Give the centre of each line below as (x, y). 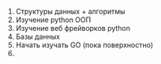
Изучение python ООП (53, 20)
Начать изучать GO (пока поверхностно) (84, 45)
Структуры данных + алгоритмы (70, 11)
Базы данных (38, 36)
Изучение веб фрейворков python (73, 28)
